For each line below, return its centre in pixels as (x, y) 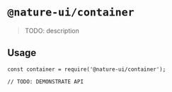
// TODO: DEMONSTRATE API (45, 81)
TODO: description (52, 30)
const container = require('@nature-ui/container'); (87, 69)
